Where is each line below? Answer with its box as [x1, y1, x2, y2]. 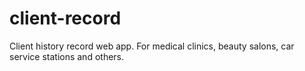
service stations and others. [9, 50, 125, 62]
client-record [9, 7, 122, 30]
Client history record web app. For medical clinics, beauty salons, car [9, 40, 295, 52]
